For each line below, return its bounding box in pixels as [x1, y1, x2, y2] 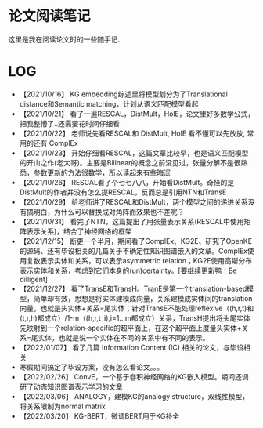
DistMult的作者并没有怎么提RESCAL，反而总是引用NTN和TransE [19, 187, 227, 197]
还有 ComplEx [33, 138, 78, 147]
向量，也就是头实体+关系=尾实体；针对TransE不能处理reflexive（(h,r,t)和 [19, 303, 254, 313]
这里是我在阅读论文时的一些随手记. [8, 34, 121, 44]
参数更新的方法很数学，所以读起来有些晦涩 [33, 168, 171, 177]
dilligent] [19, 274, 49, 284]
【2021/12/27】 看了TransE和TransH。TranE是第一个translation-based [19, 284, 247, 293]
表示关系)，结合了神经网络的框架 [26, 227, 132, 236]
